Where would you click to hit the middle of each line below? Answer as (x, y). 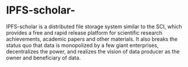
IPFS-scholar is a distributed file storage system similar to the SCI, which (94, 26)
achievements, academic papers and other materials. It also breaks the (92, 39)
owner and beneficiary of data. (43, 58)
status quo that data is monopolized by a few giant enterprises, (82, 45)
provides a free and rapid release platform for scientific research (84, 32)
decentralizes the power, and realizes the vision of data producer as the (93, 51)
